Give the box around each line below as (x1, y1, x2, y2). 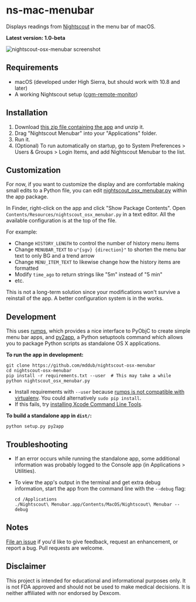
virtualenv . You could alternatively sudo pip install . (14, 394, 142, 402)
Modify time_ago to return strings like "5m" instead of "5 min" (14, 271, 163, 278)
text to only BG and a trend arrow (14, 252, 95, 259)
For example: (6, 228, 38, 235)
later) (14, 84, 28, 92)
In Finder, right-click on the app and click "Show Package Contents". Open (6, 205, 186, 212)
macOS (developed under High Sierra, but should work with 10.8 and (14, 78, 180, 85)
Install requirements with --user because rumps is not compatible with (14, 388, 185, 395)
